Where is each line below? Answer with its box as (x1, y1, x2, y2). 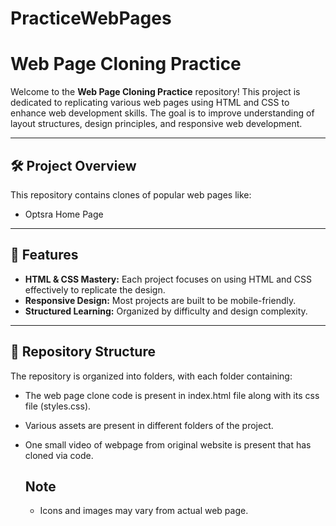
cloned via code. (24, 449, 94, 461)
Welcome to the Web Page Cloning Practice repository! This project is (10, 86, 301, 98)
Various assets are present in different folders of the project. (24, 419, 274, 431)
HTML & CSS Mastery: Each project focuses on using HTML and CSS (24, 273, 313, 285)
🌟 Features (10, 247, 79, 264)
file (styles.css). (24, 400, 92, 412)
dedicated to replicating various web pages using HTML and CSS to (10, 97, 290, 109)
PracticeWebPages (10, 7, 172, 30)
